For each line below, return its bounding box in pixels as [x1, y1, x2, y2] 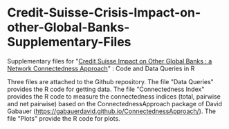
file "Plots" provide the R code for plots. [7, 114, 120, 122]
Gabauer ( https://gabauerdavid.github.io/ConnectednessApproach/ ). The [7, 107, 217, 115]
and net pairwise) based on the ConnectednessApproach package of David [7, 99, 223, 108]
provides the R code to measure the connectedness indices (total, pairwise [7, 92, 221, 101]
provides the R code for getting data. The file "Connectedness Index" [7, 85, 205, 93]
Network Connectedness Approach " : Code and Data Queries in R [7, 64, 195, 72]
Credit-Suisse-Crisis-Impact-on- [7, 5, 201, 21]
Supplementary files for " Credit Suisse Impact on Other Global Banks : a [7, 57, 212, 65]
